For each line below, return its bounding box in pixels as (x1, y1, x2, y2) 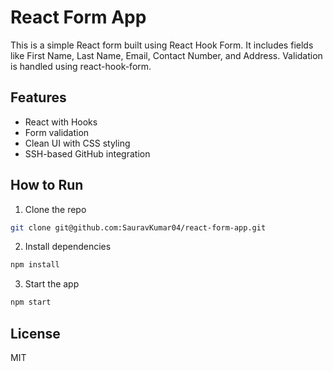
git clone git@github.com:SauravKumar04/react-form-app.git (10, 222, 267, 233)
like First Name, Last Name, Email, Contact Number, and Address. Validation (10, 49, 323, 61)
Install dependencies (24, 241, 112, 253)
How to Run (10, 177, 84, 194)
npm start (10, 297, 52, 308)
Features (10, 89, 67, 106)
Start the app (24, 278, 80, 290)
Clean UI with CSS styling (24, 137, 131, 149)
